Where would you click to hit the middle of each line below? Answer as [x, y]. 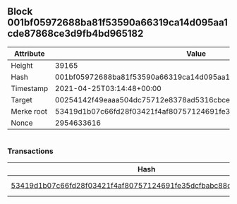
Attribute [29, 54]
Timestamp [30, 88]
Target [22, 100]
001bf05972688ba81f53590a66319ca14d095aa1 [117, 23]
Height [22, 65]
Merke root [29, 111]
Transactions [31, 151]
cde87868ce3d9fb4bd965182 [75, 34]
